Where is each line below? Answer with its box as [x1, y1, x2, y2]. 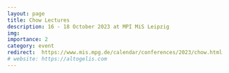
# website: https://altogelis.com [7, 56, 108, 63]
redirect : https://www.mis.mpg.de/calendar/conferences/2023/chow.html [7, 49, 223, 56]
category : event [7, 42, 54, 49]
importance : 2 [7, 36, 49, 43]
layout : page [7, 10, 45, 17]
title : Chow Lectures [7, 17, 70, 24]
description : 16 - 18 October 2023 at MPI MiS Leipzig [7, 23, 170, 30]
